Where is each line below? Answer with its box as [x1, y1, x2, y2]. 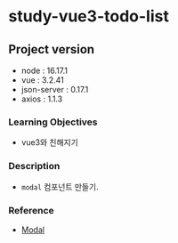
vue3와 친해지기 [20, 137, 79, 148]
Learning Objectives [8, 116, 99, 128]
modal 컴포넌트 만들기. [20, 181, 99, 192]
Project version [8, 42, 95, 57]
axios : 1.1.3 [20, 93, 63, 104]
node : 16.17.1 [20, 65, 69, 76]
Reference [8, 204, 54, 216]
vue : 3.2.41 [20, 75, 64, 85]
